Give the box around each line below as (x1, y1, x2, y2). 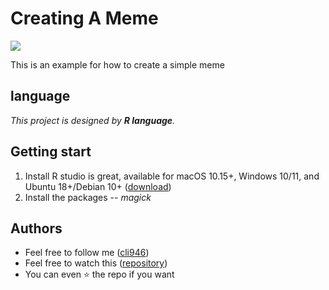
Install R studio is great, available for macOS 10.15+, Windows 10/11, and (24, 170, 320, 182)
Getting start (10, 143, 92, 161)
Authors (10, 220, 63, 237)
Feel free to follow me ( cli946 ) (24, 247, 150, 259)
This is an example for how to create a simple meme (10, 58, 225, 71)
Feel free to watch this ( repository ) (24, 257, 168, 269)
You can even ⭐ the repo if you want (24, 268, 175, 281)
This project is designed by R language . (10, 114, 176, 126)
